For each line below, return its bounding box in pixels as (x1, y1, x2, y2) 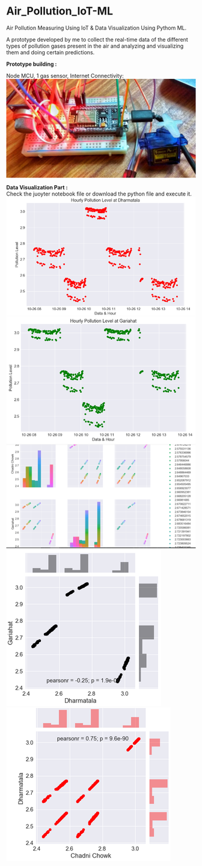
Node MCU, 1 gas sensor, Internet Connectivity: (6, 72, 124, 79)
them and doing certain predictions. (6, 48, 95, 56)
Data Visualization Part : (6, 184, 68, 191)
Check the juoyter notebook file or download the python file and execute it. (6, 190, 192, 197)
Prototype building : (6, 60, 57, 68)
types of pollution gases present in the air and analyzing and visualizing (6, 42, 184, 49)
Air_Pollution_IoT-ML (6, 4, 113, 18)
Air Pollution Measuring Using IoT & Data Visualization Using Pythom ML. (6, 24, 187, 31)
